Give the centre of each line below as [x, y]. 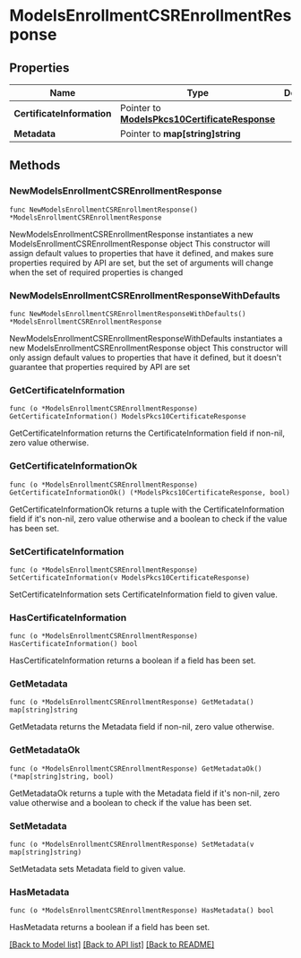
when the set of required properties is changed [96, 272]
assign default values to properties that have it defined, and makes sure [142, 253]
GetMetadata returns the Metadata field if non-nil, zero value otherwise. [142, 727]
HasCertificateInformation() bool [74, 644]
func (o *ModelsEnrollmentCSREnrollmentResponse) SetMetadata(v [132, 845]
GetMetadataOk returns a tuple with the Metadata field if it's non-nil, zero [145, 793]
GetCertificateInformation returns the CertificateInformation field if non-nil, [147, 433]
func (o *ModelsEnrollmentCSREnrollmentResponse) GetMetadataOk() [136, 768]
